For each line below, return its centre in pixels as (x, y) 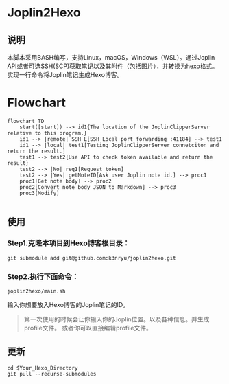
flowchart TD (26, 121)
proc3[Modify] (39, 193)
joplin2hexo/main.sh (37, 291)
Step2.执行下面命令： (43, 276)
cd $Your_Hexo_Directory (43, 368)
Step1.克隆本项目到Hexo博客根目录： (69, 243)
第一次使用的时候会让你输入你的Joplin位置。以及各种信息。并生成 (117, 319)
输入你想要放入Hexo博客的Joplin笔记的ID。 (68, 304)
